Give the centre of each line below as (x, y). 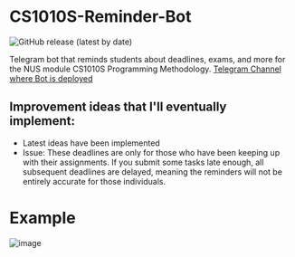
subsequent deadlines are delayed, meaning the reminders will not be (152, 171)
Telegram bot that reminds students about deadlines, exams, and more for (147, 59)
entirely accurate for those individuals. (94, 181)
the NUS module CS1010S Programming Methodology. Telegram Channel (146, 69)
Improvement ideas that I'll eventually (118, 107)
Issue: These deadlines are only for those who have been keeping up (151, 152)
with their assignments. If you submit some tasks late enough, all (143, 162)
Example (43, 218)
